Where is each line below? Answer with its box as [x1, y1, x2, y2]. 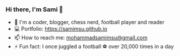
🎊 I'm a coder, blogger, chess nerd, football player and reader [14, 19, 165, 26]
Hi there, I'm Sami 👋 [5, 5, 64, 14]
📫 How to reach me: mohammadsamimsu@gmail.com [14, 34, 148, 41]
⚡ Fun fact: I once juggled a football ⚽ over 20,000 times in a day [14, 43, 174, 50]
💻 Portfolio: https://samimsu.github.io [14, 25, 108, 32]
